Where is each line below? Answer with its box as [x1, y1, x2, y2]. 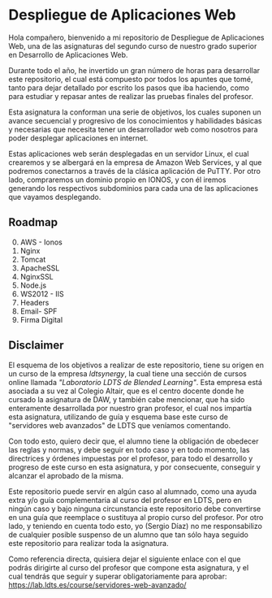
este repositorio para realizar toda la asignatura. [8, 538, 169, 548]
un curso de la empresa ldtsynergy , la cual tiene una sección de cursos [8, 368, 248, 379]
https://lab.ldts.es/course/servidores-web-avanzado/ [8, 579, 187, 590]
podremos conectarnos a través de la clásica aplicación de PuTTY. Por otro [8, 166, 261, 175]
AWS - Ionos [19, 237, 63, 247]
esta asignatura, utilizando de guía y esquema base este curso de [8, 412, 229, 422]
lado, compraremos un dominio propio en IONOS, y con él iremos [8, 175, 227, 184]
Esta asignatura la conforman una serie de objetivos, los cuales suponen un [8, 107, 261, 117]
